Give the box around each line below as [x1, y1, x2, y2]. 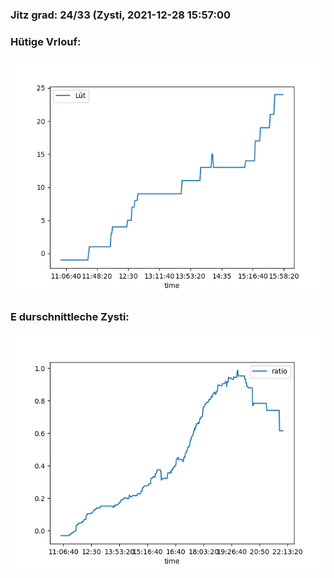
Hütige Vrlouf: [10, 34, 82, 48]
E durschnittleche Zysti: [10, 310, 130, 324]
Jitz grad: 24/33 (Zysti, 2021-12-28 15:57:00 [10, 8, 232, 22]
